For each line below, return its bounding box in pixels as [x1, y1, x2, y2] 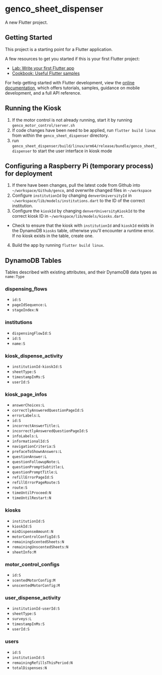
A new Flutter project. [5, 19, 48, 25]
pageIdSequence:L [12, 303, 47, 307]
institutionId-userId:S [12, 606, 60, 611]
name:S [12, 341, 26, 346]
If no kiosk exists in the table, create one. [12, 233, 94, 239]
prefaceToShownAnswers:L [12, 450, 62, 454]
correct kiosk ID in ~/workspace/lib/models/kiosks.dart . [12, 213, 124, 219]
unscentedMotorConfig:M [12, 583, 60, 588]
